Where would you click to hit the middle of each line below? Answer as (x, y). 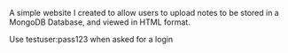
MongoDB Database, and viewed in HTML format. (100, 22)
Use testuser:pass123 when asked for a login (91, 39)
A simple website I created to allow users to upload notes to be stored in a (144, 13)
